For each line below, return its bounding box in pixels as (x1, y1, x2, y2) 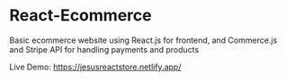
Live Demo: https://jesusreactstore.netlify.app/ (9, 61, 182, 72)
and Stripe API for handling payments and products (9, 44, 200, 54)
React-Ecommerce (9, 5, 152, 26)
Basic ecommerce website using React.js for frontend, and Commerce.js (9, 35, 278, 45)
